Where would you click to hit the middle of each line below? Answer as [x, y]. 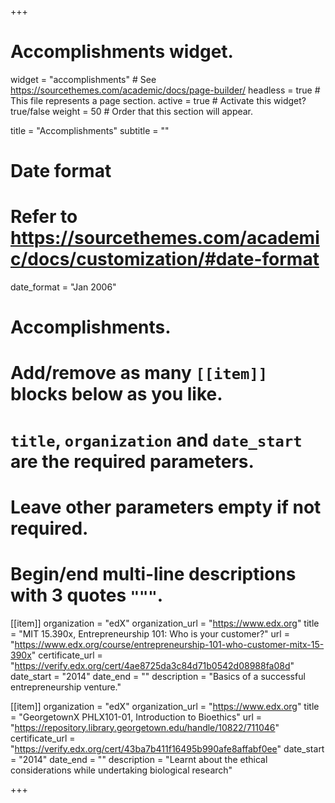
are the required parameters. [132, 461]
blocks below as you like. [116, 394]
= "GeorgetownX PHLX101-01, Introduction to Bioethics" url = [136, 717]
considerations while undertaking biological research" [121, 770]
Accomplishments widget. [122, 52]
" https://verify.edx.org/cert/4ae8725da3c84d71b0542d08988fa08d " [152, 665]
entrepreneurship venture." [66, 687]
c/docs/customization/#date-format [165, 259]
